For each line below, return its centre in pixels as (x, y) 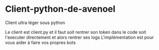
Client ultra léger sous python (35, 23)
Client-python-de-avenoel (60, 9)
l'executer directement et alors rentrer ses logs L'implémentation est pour (79, 37)
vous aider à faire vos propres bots (41, 42)
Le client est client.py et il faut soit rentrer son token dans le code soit (76, 32)
